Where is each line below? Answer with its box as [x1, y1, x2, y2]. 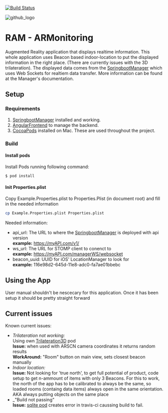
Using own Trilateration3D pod [12, 338, 76, 344]
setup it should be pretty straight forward [5, 295, 90, 301]
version [12, 235, 29, 241]
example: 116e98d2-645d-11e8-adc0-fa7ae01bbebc [12, 261, 121, 267]
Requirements [5, 105, 41, 112]
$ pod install [5, 173, 35, 178]
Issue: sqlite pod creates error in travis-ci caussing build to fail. [12, 402, 144, 408]
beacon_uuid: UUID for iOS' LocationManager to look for [12, 256, 129, 262]
